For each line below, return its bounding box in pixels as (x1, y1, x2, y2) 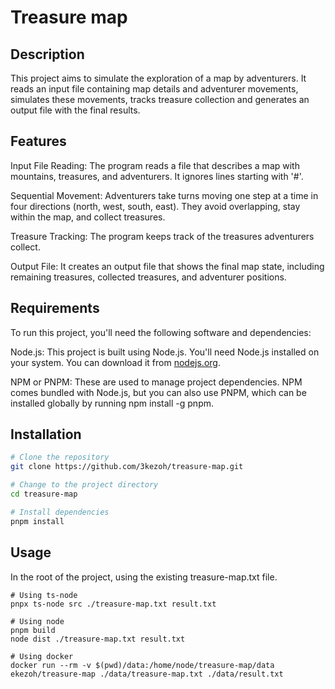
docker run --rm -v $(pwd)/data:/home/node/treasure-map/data (10, 660, 275, 670)
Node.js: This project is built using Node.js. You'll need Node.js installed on (10, 346, 320, 358)
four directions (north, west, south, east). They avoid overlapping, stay (10, 200, 301, 212)
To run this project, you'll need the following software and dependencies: (10, 326, 312, 338)
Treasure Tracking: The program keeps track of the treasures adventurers (10, 230, 315, 242)
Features (10, 133, 67, 150)
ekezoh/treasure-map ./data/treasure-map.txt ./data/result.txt (10, 669, 284, 679)
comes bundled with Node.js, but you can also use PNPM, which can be (10, 386, 307, 398)
